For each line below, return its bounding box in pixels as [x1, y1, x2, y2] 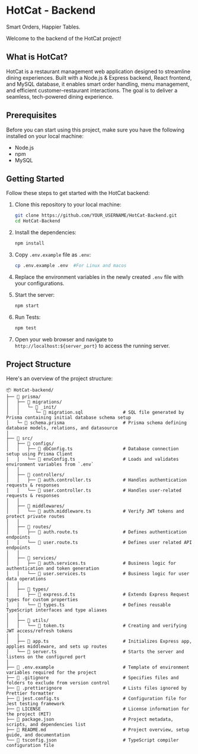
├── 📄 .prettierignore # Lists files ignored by [6, 685, 187, 692]
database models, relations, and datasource [6, 425, 118, 431]
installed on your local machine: [6, 132, 84, 140]
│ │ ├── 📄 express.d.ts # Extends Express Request [6, 592, 190, 598]
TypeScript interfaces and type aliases [6, 607, 108, 613]
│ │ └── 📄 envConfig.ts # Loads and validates [6, 456, 179, 463]
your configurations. [14, 279, 65, 287]
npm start [14, 303, 40, 309]
